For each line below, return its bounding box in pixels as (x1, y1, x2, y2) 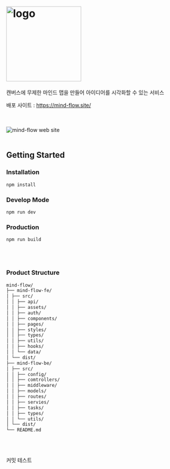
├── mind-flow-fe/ (6, 288, 52, 294)
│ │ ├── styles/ (6, 327, 47, 333)
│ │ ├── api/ (6, 299, 39, 305)
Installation (6, 168, 40, 176)
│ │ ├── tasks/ (6, 405, 44, 411)
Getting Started (6, 150, 65, 160)
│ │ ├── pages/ (6, 321, 44, 327)
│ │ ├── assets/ (6, 305, 47, 311)
